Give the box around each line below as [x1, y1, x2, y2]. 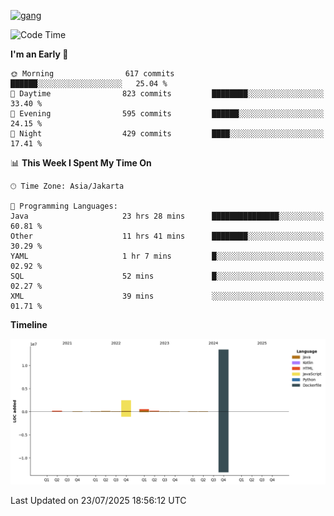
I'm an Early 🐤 [10, 48, 69, 60]
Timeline [10, 319, 48, 330]
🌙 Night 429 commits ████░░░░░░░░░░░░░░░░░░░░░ [10, 129, 325, 139]
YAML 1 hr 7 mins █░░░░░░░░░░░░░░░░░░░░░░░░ [10, 251, 325, 261]
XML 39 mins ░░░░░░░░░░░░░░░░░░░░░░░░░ [10, 291, 325, 301]
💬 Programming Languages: [10, 201, 118, 211]
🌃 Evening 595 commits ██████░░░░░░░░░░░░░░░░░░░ [10, 109, 325, 119]
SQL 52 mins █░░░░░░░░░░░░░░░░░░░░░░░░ [10, 271, 325, 281]
